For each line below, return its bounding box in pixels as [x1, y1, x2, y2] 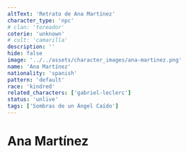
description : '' [7, 43, 55, 50]
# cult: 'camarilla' [7, 37, 69, 44]
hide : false [7, 50, 42, 57]
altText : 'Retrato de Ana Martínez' [7, 10, 115, 18]
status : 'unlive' [7, 96, 59, 103]
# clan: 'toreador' [7, 23, 65, 30]
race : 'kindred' [7, 83, 55, 90]
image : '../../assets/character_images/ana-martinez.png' [7, 57, 182, 64]
